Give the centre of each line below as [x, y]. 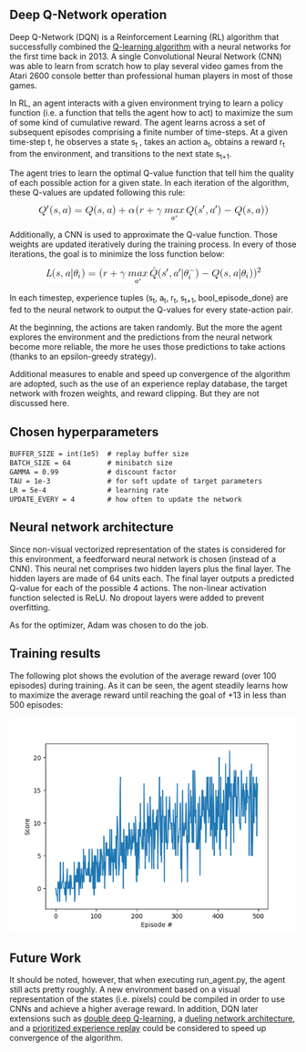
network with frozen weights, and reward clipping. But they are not [134, 393]
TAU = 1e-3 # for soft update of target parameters [136, 482]
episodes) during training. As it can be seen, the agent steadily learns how [149, 685]
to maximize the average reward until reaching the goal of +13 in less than [148, 695]
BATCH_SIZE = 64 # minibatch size [91, 464]
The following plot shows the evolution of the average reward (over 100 [143, 675]
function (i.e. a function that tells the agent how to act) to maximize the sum [151, 112]
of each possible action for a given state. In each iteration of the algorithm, [149, 183]
